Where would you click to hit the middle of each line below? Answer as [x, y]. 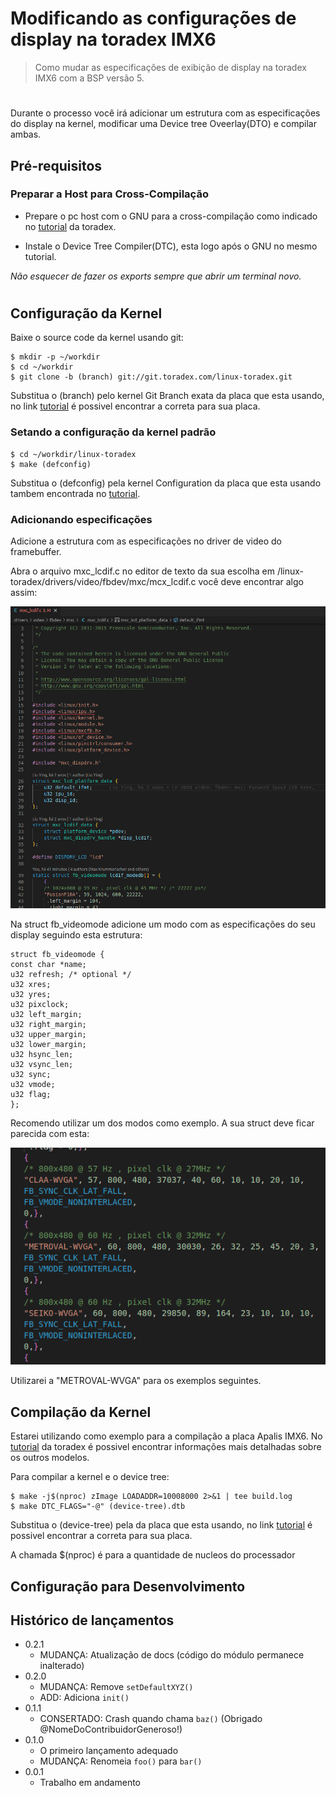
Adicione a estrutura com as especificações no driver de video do [146, 541]
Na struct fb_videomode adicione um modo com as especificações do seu [163, 924]
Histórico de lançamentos [92, 1620]
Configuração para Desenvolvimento [128, 1586]
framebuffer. [36, 552]
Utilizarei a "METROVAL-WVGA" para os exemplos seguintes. [136, 1381]
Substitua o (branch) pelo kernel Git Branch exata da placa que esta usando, [167, 396]
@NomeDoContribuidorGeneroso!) [111, 1729]
